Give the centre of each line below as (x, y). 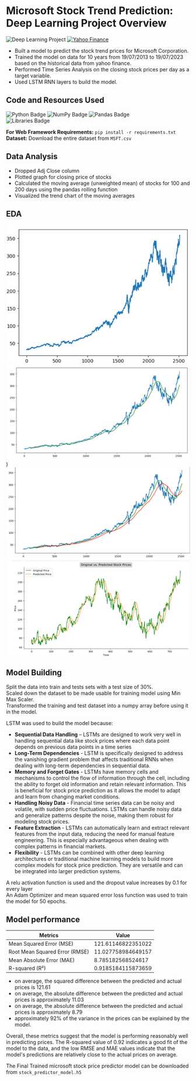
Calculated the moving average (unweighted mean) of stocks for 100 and (102, 183)
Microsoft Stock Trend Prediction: (90, 11)
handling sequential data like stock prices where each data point (92, 740)
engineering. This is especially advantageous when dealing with (92, 840)
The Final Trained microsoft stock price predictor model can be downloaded (97, 1066)
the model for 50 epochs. (36, 901)
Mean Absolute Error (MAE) (41, 960)
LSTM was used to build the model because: (60, 723)
